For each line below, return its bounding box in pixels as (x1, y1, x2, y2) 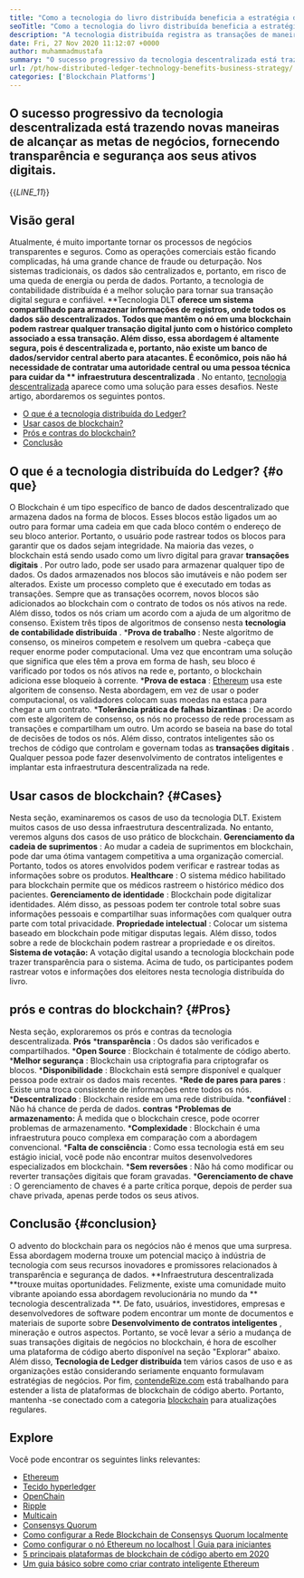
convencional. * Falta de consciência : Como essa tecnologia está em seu (9, 1141, 285, 1152)
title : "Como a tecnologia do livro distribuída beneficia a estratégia (9, 13, 290, 23)
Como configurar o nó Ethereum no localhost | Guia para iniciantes (22, 1539, 271, 1550)
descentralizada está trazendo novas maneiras (9, 120, 280, 136)
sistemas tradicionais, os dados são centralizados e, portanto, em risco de (9, 266, 287, 276)
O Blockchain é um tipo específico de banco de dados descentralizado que (9, 502, 290, 513)
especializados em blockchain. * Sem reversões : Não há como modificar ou (9, 1161, 294, 1172)
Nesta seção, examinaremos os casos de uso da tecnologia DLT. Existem (9, 812, 282, 823)
